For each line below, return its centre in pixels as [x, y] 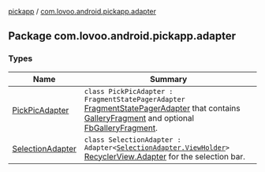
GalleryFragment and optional [139, 118]
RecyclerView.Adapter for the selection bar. [165, 156]
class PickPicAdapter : [129, 91]
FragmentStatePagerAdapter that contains [162, 108]
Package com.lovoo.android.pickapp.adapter [122, 36]
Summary [168, 79]
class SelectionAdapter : [132, 140]
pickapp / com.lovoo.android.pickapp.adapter [82, 11]
